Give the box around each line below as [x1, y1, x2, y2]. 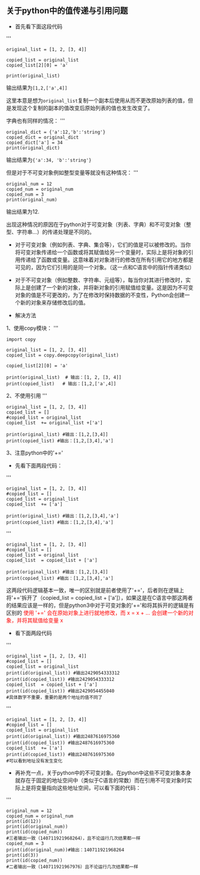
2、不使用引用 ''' [6, 392, 48, 399]
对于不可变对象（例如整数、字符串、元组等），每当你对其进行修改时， [14, 276, 186, 284]
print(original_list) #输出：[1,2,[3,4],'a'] [6, 513, 119, 519]
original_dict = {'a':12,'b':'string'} [6, 129, 106, 135]
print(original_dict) [6, 145, 60, 151]
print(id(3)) [6, 852, 39, 858]
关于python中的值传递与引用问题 [6, 5, 128, 16]
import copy [6, 336, 36, 343]
